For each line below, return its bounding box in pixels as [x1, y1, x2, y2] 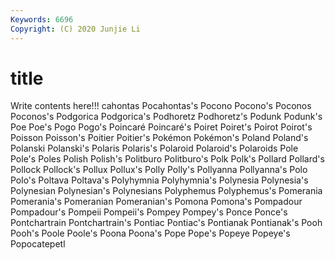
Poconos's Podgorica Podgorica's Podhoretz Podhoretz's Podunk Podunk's [10, 111, 323, 123]
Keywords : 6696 [10, 14, 74, 25]
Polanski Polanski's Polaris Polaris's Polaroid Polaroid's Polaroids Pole [10, 142, 299, 155]
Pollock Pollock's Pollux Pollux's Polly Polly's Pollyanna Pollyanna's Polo [10, 164, 308, 176]
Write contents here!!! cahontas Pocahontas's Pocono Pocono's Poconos [10, 100, 312, 112]
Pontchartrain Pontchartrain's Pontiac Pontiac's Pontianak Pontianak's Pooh [10, 217, 323, 229]
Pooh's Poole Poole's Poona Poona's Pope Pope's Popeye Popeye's [10, 227, 291, 240]
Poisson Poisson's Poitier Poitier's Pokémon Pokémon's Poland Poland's [10, 132, 309, 144]
